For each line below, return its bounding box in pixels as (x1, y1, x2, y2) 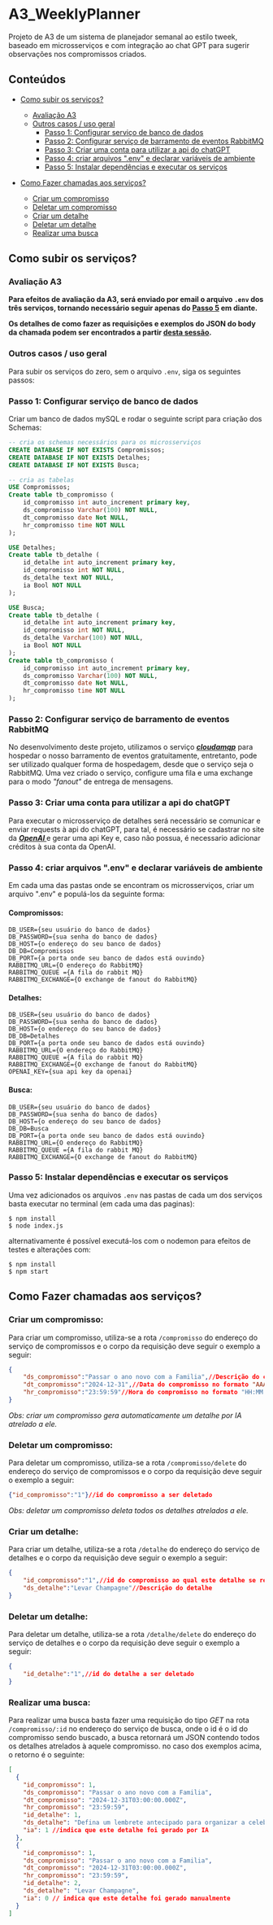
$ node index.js (8, 1222, 63, 1230)
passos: (8, 375, 35, 385)
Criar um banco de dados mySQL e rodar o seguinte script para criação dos (8, 414, 262, 424)
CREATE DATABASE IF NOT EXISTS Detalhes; (8, 453, 151, 462)
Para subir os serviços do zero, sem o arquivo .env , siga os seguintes (8, 366, 241, 376)
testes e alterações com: (8, 1245, 91, 1254)
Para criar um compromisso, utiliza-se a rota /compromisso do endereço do (8, 1332, 258, 1342)
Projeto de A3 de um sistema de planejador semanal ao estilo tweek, (8, 32, 238, 42)
